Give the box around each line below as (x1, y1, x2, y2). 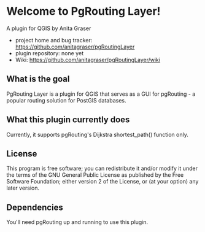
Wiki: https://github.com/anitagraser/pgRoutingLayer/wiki (15, 56, 161, 63)
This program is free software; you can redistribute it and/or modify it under (6, 164, 198, 172)
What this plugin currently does (6, 115, 130, 125)
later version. (6, 184, 40, 191)
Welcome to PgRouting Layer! (6, 4, 161, 18)
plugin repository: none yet (15, 49, 84, 56)
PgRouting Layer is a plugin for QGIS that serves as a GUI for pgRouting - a (6, 90, 196, 98)
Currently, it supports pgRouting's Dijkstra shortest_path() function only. (6, 131, 188, 138)
